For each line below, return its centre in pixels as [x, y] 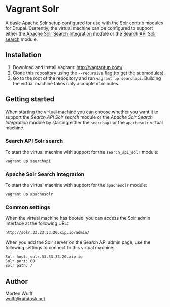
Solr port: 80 [20, 261]
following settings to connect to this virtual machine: [60, 248]
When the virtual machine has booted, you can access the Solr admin [78, 218]
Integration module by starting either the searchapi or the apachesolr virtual [84, 122]
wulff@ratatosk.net [25, 299]
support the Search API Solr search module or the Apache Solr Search [79, 117]
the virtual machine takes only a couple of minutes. [66, 83]
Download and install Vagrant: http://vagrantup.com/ [67, 67]
